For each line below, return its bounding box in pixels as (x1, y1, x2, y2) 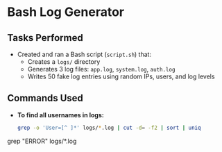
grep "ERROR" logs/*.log (7, 137, 77, 145)
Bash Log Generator (7, 4, 125, 20)
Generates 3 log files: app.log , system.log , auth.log (27, 65, 176, 73)
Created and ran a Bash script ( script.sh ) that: (17, 50, 151, 58)
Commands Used (7, 92, 83, 104)
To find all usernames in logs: (17, 110, 104, 119)
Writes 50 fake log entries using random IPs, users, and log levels (27, 72, 215, 81)
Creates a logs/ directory (27, 58, 101, 66)
